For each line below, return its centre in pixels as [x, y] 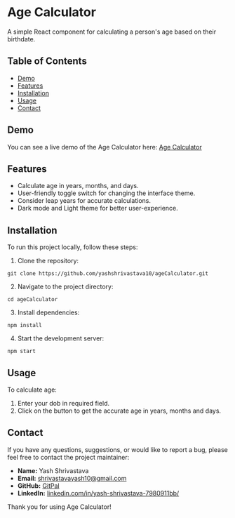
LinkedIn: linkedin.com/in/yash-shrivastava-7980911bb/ [98, 493]
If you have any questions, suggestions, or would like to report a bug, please [117, 449]
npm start [22, 352]
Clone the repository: [48, 261]
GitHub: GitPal [38, 486]
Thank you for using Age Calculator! [59, 507]
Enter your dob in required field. [63, 403]
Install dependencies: [48, 312]
